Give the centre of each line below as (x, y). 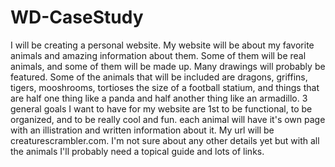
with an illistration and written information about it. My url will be (142, 130)
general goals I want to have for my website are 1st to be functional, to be (161, 108)
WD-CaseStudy (77, 17)
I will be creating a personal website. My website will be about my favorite (162, 45)
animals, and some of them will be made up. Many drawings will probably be (168, 66)
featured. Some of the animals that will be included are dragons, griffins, (159, 77)
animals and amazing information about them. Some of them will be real (158, 55)
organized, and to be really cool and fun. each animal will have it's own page (168, 119)
